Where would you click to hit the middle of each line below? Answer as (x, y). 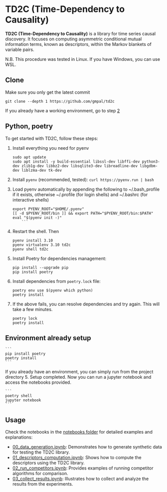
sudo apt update (29, 157)
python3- (151, 161)
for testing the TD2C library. (41, 452)
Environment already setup (48, 338)
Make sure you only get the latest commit (48, 92)
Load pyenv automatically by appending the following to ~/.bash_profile (86, 189)
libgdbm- (149, 166)
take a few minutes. (32, 309)
